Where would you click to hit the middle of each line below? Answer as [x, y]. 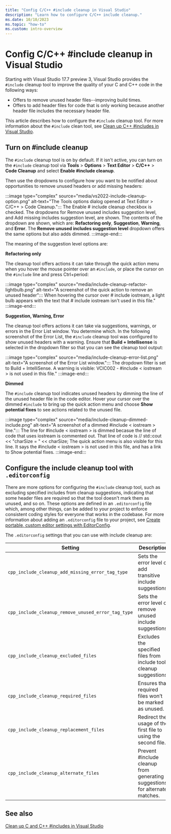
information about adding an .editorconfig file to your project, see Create [83, 520]
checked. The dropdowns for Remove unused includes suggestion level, [81, 212]
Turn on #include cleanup [47, 148]
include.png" [19, 425]
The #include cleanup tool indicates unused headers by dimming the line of [84, 393]
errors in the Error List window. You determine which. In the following [78, 331]
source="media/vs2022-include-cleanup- [103, 196]
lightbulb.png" [20, 289]
